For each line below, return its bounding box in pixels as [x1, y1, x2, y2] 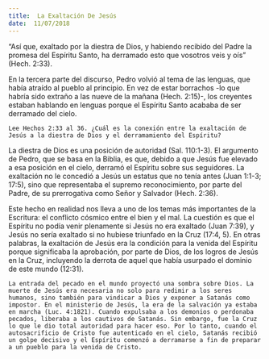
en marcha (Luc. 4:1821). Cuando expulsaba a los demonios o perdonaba [8, 307, 254, 315]
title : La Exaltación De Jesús [8, 11, 117, 20]
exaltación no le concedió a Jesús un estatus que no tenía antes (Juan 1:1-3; [8, 171, 262, 181]
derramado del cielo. [8, 108, 77, 118]
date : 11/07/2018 [8, 19, 70, 27]
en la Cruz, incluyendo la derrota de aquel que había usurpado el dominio [8, 255, 252, 265]
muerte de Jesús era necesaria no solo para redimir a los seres [8, 286, 232, 294]
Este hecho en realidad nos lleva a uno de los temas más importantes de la [8, 203, 256, 214]
